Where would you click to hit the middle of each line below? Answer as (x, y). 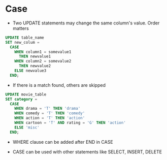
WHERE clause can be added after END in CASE (63, 142)
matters (21, 28)
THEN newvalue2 (35, 66)
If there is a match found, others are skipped (59, 85)
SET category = (21, 99)
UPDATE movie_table (26, 94)
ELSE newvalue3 (30, 71)
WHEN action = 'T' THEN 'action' (50, 118)
